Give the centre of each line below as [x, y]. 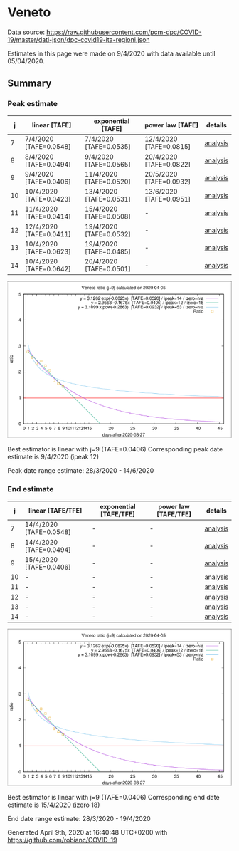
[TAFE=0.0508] [108, 216]
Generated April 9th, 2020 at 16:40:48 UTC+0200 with [87, 832]
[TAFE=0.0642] [48, 269]
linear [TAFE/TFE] [55, 511]
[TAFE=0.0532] [108, 234]
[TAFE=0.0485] [108, 251]
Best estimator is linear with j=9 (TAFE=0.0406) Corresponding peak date [115, 449]
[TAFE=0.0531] [108, 199]
